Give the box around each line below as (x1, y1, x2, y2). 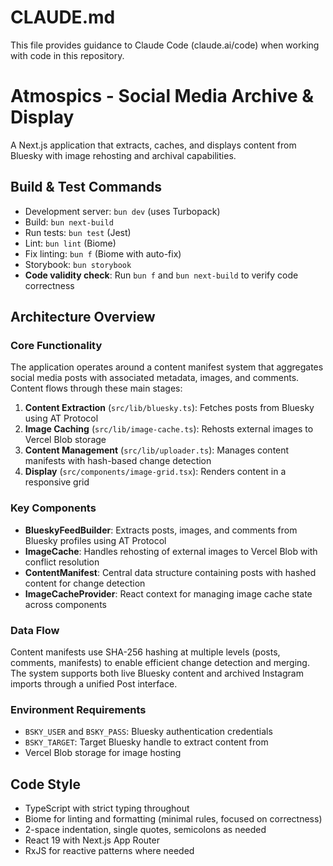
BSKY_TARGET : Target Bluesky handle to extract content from (24, 736, 269, 748)
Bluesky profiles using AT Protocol (24, 534, 167, 546)
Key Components (10, 501, 97, 515)
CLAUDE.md (10, 6, 116, 29)
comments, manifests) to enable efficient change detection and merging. (10, 656, 310, 668)
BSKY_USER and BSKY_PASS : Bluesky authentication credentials (24, 726, 273, 738)
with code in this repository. (10, 49, 125, 61)
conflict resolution (24, 556, 100, 568)
